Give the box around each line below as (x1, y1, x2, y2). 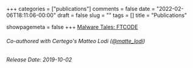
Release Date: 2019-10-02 (6, 56, 72, 63)
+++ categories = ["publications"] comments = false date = (6, 5, 155, 12)
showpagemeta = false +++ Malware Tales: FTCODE (6, 24, 138, 30)
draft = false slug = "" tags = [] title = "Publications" (57, 12, 188, 19)
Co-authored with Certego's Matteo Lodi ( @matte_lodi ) (6, 37, 146, 44)
